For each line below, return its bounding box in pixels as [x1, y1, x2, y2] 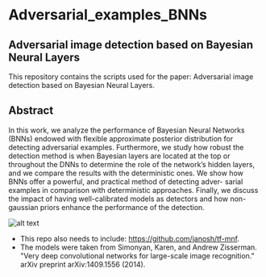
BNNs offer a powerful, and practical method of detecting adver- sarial [8, 176, 243, 187]
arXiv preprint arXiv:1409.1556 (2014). [19, 259, 146, 269]
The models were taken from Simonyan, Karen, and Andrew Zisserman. [19, 242, 258, 252]
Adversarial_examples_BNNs [8, 6, 208, 24]
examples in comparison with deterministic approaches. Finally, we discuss [8, 185, 259, 195]
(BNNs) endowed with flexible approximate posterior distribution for [8, 133, 234, 143]
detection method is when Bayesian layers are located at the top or [8, 151, 231, 161]
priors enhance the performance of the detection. [39, 202, 206, 212]
